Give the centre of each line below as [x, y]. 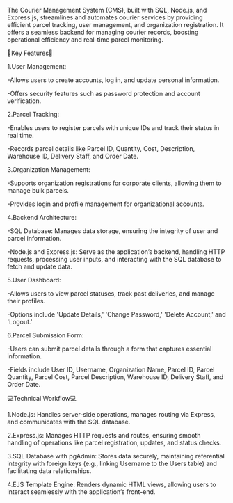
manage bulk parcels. [38, 190]
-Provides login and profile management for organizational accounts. [106, 204]
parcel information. [34, 238]
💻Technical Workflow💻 [42, 398]
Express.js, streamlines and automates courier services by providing [105, 17]
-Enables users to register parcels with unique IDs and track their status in [113, 128]
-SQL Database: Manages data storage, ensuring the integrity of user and [113, 231]
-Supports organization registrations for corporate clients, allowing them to [114, 183]
